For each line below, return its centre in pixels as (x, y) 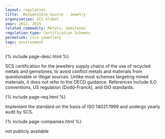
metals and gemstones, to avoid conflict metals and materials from (74, 71)
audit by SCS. (19, 112)
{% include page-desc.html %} (37, 56)
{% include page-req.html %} (35, 97)
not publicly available (27, 131)
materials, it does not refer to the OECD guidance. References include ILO (81, 82)
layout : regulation (25, 10)
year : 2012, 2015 (23, 24)
